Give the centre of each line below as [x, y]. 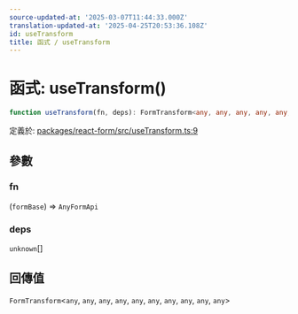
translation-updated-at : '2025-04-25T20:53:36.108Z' [109, 26]
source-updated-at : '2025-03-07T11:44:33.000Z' [99, 17]
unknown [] [26, 249]
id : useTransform [41, 34]
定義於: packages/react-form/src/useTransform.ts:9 [103, 131]
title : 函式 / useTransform [60, 42]
